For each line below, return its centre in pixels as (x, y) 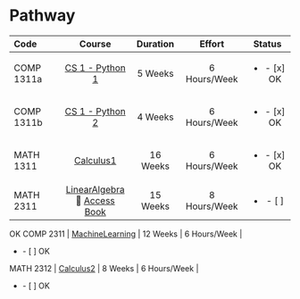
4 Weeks (155, 117)
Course (95, 44)
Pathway (42, 16)
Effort (212, 44)
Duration (156, 44)
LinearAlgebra (95, 189)
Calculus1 (96, 160)
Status (267, 44)
